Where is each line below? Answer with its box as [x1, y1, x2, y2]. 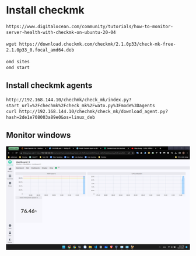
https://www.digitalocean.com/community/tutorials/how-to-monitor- [6, 23, 174, 29]
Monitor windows [6, 130, 71, 141]
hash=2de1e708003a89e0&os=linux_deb [6, 114, 95, 120]
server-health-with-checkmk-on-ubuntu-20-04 [6, 29, 116, 35]
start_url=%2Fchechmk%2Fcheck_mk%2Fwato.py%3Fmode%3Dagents [6, 103, 156, 108]
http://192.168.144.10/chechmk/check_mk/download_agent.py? [19, 108, 168, 114]
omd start [6, 64, 30, 70]
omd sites [6, 59, 30, 64]
